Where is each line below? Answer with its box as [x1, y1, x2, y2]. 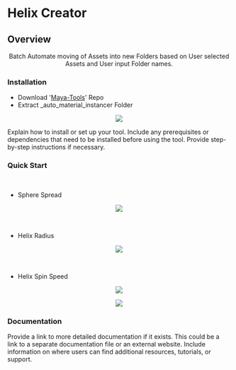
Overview [7, 33, 52, 45]
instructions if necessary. [31, 143, 106, 152]
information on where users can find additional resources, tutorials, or [7, 347, 211, 356]
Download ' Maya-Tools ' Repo [17, 94, 104, 102]
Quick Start [7, 161, 47, 171]
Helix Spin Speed [17, 271, 69, 281]
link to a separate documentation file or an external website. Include [7, 340, 206, 348]
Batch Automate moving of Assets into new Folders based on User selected [9, 52, 230, 60]
